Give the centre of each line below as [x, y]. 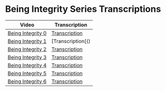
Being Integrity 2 [27, 49]
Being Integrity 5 [27, 73]
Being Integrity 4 [27, 65]
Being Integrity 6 [27, 81]
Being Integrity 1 [27, 41]
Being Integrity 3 [27, 57]
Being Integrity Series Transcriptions [83, 9]
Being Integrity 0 [27, 33]
